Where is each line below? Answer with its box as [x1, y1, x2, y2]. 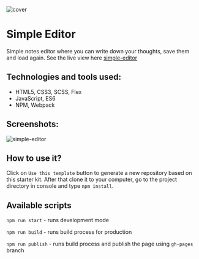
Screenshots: [6, 119, 59, 129]
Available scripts [6, 200, 72, 211]
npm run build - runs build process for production [6, 228, 132, 236]
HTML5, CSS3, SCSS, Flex [15, 88, 82, 95]
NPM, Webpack [15, 101, 55, 109]
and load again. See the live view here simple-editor [6, 54, 138, 61]
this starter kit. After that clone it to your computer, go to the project [6, 176, 178, 184]
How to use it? [6, 153, 62, 163]
